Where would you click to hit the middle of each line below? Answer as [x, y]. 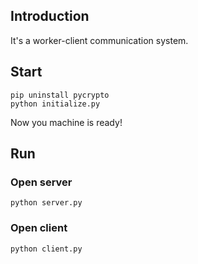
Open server [41, 182]
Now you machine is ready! [66, 122]
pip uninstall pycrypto [60, 95]
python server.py [46, 203]
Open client [39, 228]
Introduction [50, 16]
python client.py [46, 249]
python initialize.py [55, 104]
